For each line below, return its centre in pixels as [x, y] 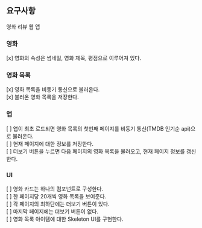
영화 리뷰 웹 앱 [23, 27]
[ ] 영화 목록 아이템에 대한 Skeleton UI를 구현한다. [65, 219]
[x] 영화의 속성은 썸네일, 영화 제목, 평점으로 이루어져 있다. [74, 58]
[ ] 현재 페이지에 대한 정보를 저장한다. [50, 143]
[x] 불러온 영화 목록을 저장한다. [43, 97]
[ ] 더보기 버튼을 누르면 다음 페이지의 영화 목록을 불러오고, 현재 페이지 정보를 [96, 151]
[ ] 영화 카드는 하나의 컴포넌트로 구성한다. [55, 189]
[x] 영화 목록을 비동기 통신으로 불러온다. [53, 90]
